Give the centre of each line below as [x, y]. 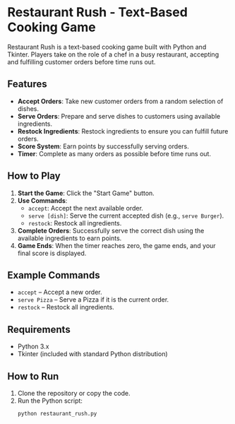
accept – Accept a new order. [60, 292]
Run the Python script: [50, 401]
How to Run [33, 376]
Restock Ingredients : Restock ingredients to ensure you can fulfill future [123, 131]
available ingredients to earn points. [70, 238]
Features [27, 84]
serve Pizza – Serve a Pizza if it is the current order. [93, 300]
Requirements [39, 329]
